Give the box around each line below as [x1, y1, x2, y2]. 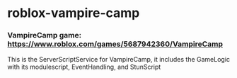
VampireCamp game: [7, 30, 82, 40]
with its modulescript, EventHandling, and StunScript [7, 62, 161, 72]
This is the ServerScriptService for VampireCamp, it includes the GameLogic [7, 55, 231, 64]
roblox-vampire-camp [7, 5, 140, 21]
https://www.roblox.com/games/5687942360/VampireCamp [7, 39, 224, 49]
